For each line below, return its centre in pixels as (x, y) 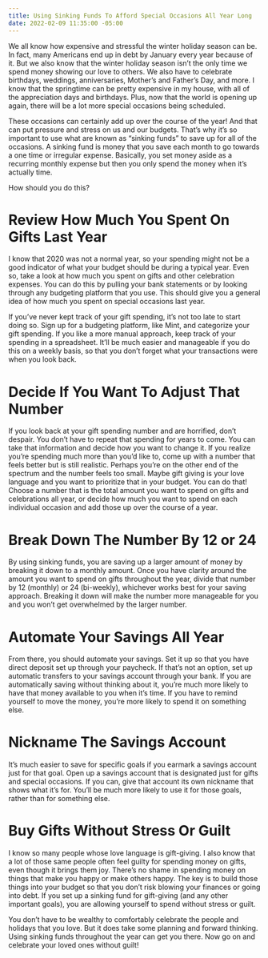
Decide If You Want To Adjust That (124, 392)
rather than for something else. (59, 799)
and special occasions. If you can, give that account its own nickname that (131, 782)
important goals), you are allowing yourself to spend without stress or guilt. (132, 904)
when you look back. (43, 359)
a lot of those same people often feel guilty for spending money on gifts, (127, 862)
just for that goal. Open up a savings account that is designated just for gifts (133, 773)
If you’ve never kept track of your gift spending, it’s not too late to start (125, 317)
